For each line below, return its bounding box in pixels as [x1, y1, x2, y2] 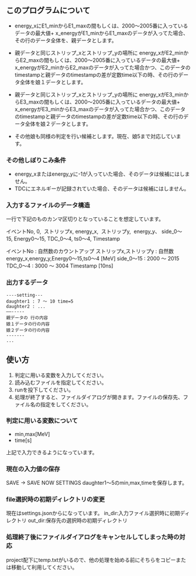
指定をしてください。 [40, 400, 92, 408]
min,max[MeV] [14, 430, 50, 437]
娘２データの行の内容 [6, 327, 50, 333]
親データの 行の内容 [6, 315, 49, 321]
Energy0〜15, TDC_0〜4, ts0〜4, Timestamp [13, 235, 121, 242]
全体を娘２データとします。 [25, 120, 92, 127]
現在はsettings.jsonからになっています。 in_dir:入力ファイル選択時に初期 [6, 510, 180, 517]
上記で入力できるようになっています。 [6, 448, 98, 455]
